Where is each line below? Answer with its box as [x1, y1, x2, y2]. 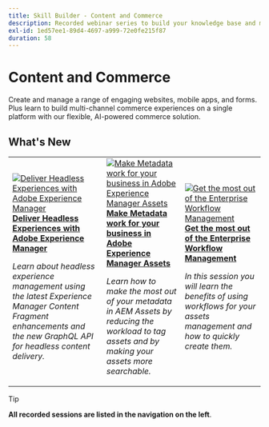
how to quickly [184, 331, 240, 341]
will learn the [184, 281, 234, 292]
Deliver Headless [12, 213, 79, 224]
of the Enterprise [184, 233, 251, 244]
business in [106, 228, 152, 238]
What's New [8, 135, 71, 149]
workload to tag [106, 325, 167, 337]
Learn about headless [12, 261, 95, 272]
